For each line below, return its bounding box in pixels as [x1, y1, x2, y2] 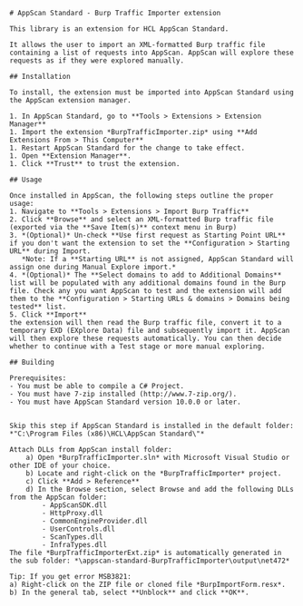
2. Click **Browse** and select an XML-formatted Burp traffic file [9, 215, 274, 224]
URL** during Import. [9, 247, 92, 256]
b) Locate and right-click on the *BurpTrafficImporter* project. [25, 469, 282, 478]
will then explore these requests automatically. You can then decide [9, 334, 282, 343]
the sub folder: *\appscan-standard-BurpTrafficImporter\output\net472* [9, 556, 290, 565]
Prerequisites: [9, 374, 67, 383]
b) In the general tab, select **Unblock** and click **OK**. [9, 588, 249, 597]
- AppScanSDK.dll [42, 501, 107, 510]
